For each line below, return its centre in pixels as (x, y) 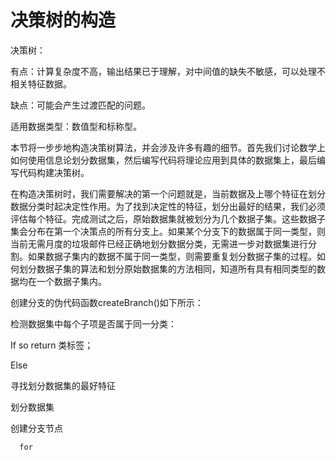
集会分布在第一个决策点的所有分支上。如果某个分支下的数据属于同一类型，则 (168, 231)
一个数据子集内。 (71, 281)
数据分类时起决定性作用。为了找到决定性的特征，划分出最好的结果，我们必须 (168, 206)
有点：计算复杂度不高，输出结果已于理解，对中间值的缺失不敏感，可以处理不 (168, 71)
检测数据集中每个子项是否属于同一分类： (93, 323)
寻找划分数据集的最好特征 (63, 385)
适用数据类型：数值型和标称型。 (76, 126)
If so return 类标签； (52, 345)
